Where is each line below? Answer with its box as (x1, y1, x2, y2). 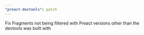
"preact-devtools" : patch (5, 7, 57, 12)
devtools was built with (5, 25, 51, 31)
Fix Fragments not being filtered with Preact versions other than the (5, 20, 140, 26)
